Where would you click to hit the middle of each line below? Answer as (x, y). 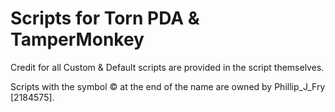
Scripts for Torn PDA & (105, 18)
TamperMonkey (77, 39)
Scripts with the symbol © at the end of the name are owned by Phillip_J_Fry (168, 86)
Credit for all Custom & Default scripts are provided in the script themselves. (167, 67)
